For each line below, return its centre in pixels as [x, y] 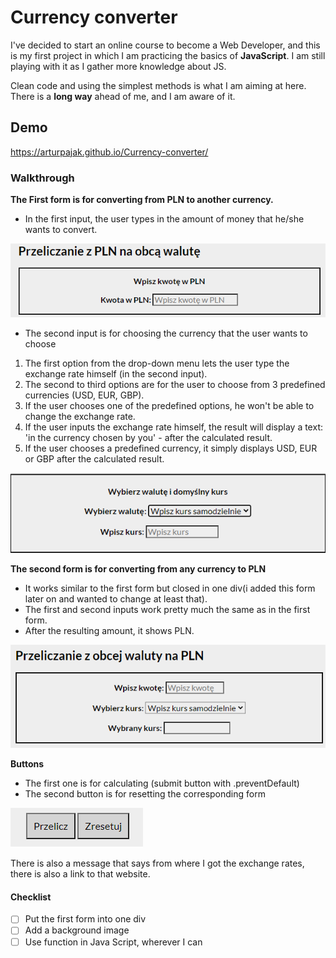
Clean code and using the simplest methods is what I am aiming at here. [158, 85]
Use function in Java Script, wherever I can [113, 942]
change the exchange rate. [80, 417]
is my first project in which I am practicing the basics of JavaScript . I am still [168, 55]
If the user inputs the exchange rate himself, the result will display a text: [173, 427]
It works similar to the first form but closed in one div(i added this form [170, 588]
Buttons [27, 764]
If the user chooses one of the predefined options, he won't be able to [169, 406]
